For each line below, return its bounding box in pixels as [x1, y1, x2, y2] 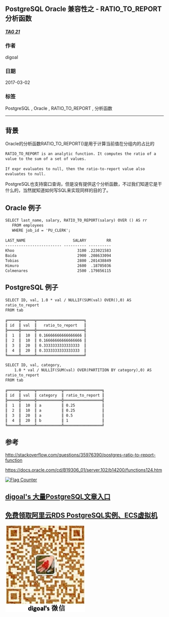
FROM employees [12, 222, 44, 228]
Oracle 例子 [5, 203, 42, 212]
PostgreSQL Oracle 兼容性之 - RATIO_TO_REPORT [5, 5, 162, 14]
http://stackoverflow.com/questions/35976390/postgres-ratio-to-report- [5, 452, 156, 458]
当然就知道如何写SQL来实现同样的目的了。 [22, 187, 111, 193]
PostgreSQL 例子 [5, 283, 59, 292]
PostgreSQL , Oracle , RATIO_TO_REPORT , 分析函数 [5, 105, 113, 111]
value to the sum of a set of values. [5, 156, 87, 161]
